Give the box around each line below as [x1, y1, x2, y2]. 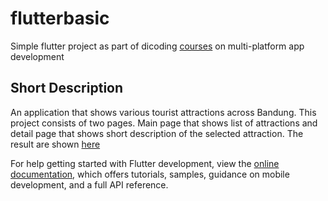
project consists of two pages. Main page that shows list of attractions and [10, 117, 318, 129]
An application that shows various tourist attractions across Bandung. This [10, 106, 317, 118]
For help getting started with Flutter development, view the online [10, 157, 280, 169]
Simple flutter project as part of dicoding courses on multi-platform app [10, 40, 305, 52]
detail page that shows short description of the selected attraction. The [10, 127, 304, 139]
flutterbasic [10, 7, 110, 30]
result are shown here [10, 138, 101, 150]
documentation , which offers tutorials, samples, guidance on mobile [10, 168, 290, 180]
